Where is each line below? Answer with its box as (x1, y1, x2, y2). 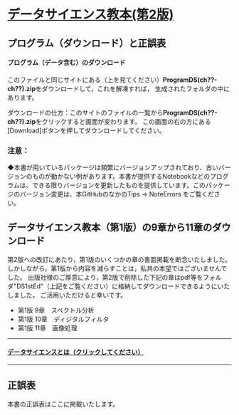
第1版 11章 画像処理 (17, 323, 78, 332)
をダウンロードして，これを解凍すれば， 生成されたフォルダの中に (35, 84, 230, 93)
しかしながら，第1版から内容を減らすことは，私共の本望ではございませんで (7, 264, 228, 273)
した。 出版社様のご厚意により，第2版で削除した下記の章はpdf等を (7, 273, 203, 281)
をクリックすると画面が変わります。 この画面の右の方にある (35, 117, 211, 125)
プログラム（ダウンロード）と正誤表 (7, 37, 166, 49)
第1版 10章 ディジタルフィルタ (17, 315, 110, 323)
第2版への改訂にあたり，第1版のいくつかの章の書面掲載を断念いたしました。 (7, 255, 232, 263)
